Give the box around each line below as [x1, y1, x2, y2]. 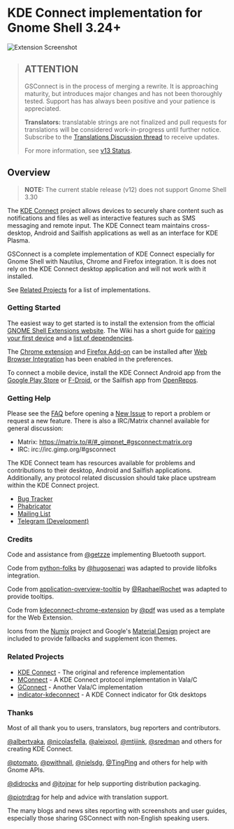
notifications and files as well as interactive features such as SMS [7, 214, 196, 222]
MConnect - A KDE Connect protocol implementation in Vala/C [17, 675, 198, 684]
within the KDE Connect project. [7, 481, 100, 490]
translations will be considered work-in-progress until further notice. [24, 125, 221, 134]
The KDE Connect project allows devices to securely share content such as [7, 206, 224, 214]
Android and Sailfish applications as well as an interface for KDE [34, 228, 219, 237]
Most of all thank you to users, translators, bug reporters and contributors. [7, 724, 221, 732]
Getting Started [7, 303, 61, 313]
